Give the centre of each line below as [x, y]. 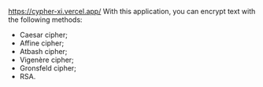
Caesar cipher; [44, 35]
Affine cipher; [42, 43]
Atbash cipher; [43, 51]
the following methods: [45, 20]
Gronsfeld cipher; [48, 68]
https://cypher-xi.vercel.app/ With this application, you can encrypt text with [132, 11]
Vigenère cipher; [47, 60]
